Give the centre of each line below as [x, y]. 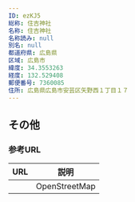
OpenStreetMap [66, 187]
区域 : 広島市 [27, 61]
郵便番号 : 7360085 [37, 83]
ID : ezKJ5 [25, 16]
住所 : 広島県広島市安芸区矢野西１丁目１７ [69, 90]
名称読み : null [31, 38]
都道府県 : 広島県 [33, 53]
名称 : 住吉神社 [30, 30]
